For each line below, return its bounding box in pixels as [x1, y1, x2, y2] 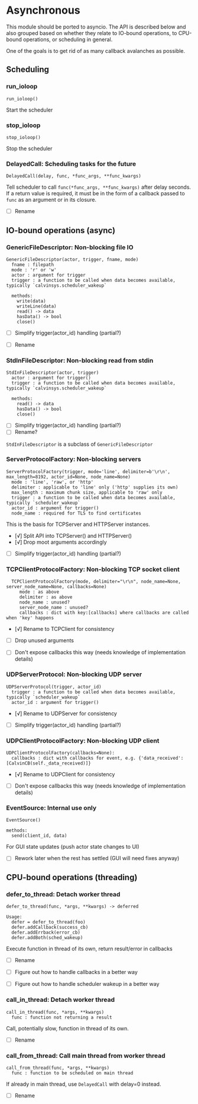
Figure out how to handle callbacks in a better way [14, 969, 138, 976]
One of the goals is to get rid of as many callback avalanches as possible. [6, 47, 186, 54]
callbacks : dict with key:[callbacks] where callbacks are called [19, 610, 189, 616]
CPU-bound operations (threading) [6, 872, 138, 882]
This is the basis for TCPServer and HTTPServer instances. [6, 521, 151, 528]
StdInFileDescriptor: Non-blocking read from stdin [6, 357, 154, 365]
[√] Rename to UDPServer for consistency [14, 710, 117, 717]
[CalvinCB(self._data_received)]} [6, 760, 92, 766]
